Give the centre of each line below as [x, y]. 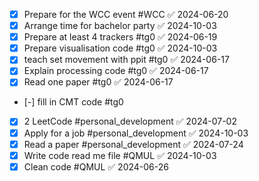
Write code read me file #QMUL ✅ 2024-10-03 [120, 155]
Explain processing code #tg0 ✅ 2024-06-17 [116, 71]
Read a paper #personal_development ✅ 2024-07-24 [133, 144]
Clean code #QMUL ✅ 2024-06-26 [96, 166]
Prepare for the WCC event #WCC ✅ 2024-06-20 [126, 14]
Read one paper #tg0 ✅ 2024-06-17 [98, 82]
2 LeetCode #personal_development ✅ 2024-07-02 [130, 121]
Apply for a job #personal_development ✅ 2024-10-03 [136, 133]
